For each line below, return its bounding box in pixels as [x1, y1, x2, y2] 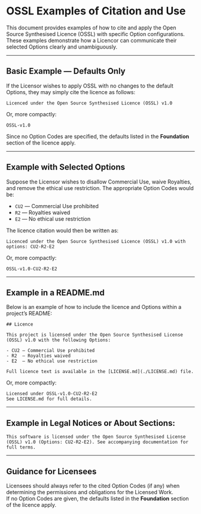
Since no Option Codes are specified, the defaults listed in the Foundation [6, 133, 190, 140]
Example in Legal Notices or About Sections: [6, 418, 175, 428]
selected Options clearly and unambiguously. [6, 43, 118, 50]
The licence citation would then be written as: [6, 227, 118, 234]
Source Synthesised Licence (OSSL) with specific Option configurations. [6, 30, 185, 37]
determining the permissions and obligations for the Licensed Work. [6, 489, 173, 495]
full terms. [6, 444, 36, 450]
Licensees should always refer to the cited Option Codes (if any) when [6, 482, 180, 489]
